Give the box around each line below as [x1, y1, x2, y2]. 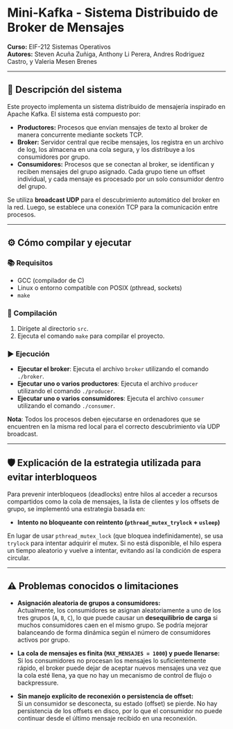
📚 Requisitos [7, 258, 53, 268]
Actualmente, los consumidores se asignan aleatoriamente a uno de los [17, 606, 222, 615]
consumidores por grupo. [17, 153, 90, 161]
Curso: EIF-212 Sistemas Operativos [7, 42, 111, 51]
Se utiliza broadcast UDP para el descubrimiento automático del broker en [7, 196, 221, 204]
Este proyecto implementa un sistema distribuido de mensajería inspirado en [7, 102, 225, 110]
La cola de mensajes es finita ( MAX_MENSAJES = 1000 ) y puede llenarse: [17, 649, 221, 657]
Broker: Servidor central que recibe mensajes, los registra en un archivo [17, 137, 224, 146]
